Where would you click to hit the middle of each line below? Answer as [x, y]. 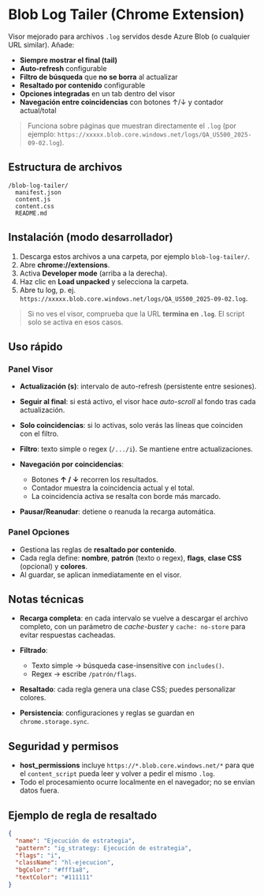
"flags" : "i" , [38, 855]
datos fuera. [39, 790]
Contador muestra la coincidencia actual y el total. [113, 488]
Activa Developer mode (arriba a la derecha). [93, 273]
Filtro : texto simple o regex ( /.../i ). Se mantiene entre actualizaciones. [136, 449]
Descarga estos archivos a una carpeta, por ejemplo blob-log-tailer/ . [135, 256]
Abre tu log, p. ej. [48, 290]
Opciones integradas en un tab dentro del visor [97, 93]
